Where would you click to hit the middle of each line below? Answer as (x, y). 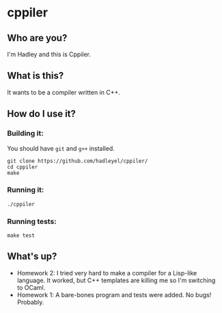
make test (21, 236)
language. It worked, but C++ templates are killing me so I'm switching (116, 280)
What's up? (32, 256)
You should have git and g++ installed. (61, 148)
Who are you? (37, 38)
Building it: (25, 134)
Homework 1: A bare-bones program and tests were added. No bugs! (114, 295)
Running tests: (32, 221)
